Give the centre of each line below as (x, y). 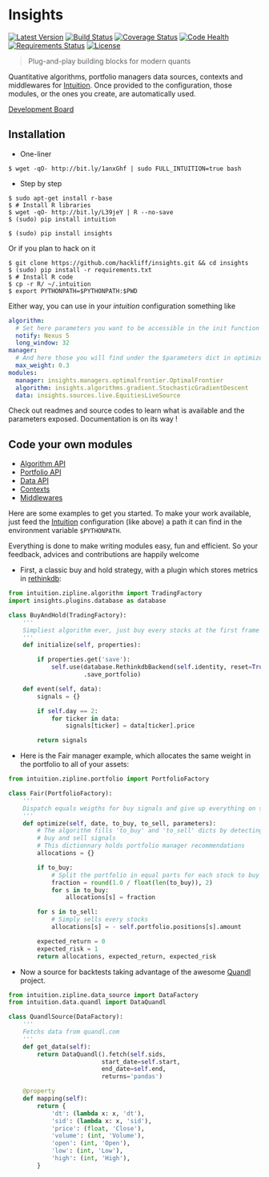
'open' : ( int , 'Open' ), (90, 1143)
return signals (62, 740)
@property (39, 1091)
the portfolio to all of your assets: (74, 764)
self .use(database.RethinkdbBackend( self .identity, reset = (151, 667)
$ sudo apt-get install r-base (60, 198)
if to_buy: (55, 867)
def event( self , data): (62, 689)
